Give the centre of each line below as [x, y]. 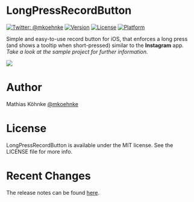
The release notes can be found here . [53, 192]
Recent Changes [49, 176]
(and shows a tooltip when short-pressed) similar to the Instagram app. [95, 45]
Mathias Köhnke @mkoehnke [42, 104]
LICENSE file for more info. [39, 151]
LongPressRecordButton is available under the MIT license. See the [90, 145]
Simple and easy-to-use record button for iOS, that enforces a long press [97, 39]
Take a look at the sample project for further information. [77, 51]
